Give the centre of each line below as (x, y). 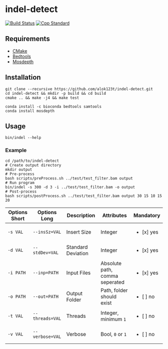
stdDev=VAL (46, 252)
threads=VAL (47, 318)
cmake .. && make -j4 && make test (42, 98)
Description (81, 215)
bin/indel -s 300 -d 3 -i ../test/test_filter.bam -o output (70, 187)
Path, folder (114, 290)
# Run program (20, 183)
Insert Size (79, 232)
